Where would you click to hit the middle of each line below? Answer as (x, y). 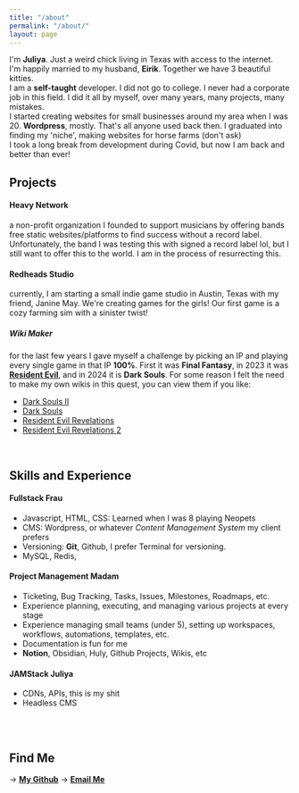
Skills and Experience (71, 476)
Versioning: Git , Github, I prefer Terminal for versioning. (124, 547)
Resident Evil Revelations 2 (72, 430)
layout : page (33, 34)
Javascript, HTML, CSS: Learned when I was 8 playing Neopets (139, 518)
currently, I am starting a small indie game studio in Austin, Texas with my (144, 294)
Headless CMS (50, 703)
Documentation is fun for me (75, 643)
